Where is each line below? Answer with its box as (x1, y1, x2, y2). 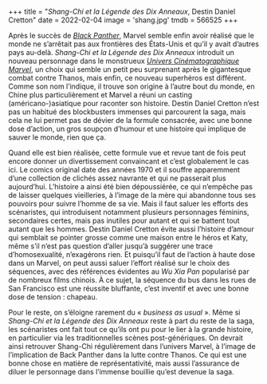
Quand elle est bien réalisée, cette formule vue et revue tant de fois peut (8, 148, 246, 157)
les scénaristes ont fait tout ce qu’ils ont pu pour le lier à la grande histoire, (8, 325, 253, 334)
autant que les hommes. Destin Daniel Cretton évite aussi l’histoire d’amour (8, 224, 254, 234)
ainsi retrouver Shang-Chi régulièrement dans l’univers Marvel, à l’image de (8, 342, 257, 350)
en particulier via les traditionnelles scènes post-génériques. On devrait (8, 333, 243, 342)
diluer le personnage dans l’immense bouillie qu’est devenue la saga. (8, 367, 234, 376)
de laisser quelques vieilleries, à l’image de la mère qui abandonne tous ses (8, 191, 257, 200)
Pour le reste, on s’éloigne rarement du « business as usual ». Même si (8, 307, 241, 317)
